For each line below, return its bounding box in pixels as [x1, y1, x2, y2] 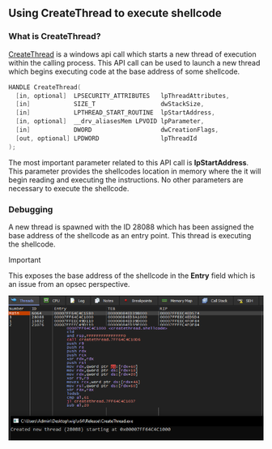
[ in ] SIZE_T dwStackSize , [15, 100, 205, 109]
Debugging [8, 203, 53, 215]
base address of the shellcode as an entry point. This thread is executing [8, 230, 252, 240]
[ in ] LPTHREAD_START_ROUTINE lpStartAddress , [15, 109, 216, 117]
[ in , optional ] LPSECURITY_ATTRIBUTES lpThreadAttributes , [15, 92, 230, 100]
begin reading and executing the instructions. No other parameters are [8, 174, 244, 185]
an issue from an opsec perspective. [8, 279, 130, 289]
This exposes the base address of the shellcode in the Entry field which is [8, 271, 256, 280]
